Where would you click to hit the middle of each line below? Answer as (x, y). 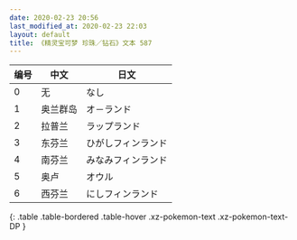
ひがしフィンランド (127, 143)
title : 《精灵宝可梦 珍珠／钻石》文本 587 (81, 43)
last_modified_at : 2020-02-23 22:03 (78, 26)
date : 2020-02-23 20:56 (54, 18)
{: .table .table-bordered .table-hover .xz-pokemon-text (113, 217)
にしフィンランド (122, 194)
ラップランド (114, 126)
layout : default (40, 34)
